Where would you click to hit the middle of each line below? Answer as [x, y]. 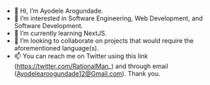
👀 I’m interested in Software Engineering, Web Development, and [108, 18]
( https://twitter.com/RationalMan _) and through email [91, 66]
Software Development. [48, 26]
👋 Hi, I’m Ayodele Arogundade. [59, 11]
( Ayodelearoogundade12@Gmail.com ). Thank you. [87, 73]
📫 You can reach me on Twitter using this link [81, 56]
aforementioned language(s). [56, 48]
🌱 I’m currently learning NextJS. [60, 33]
